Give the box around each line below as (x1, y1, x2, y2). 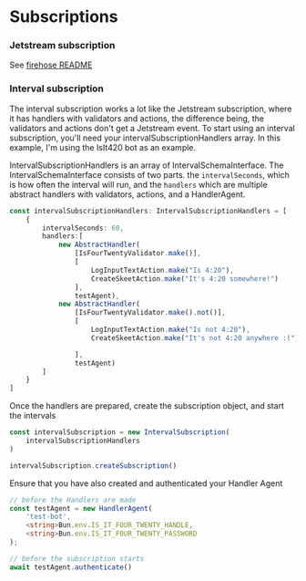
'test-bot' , (25, 513, 71, 522)
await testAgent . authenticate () (9, 563, 132, 572)
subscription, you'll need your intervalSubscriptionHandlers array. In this (9, 132, 280, 143)
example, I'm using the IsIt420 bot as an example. (9, 141, 197, 152)
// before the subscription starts (9, 554, 145, 563)
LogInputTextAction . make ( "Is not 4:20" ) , (90, 326, 250, 335)
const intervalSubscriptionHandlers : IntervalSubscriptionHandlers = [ (9, 206, 287, 215)
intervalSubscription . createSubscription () (9, 461, 178, 471)
